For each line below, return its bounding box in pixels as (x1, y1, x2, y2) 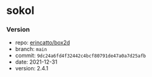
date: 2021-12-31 (15, 58, 58, 65)
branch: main (15, 45, 47, 53)
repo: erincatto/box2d (15, 39, 71, 46)
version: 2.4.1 (15, 65, 49, 72)
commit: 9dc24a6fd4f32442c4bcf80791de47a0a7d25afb (15, 52, 147, 59)
